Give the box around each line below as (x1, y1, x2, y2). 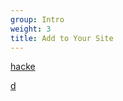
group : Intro (10, 14, 65, 25)
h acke (10, 61, 36, 73)
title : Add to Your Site (10, 33, 114, 43)
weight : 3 (10, 24, 52, 34)
